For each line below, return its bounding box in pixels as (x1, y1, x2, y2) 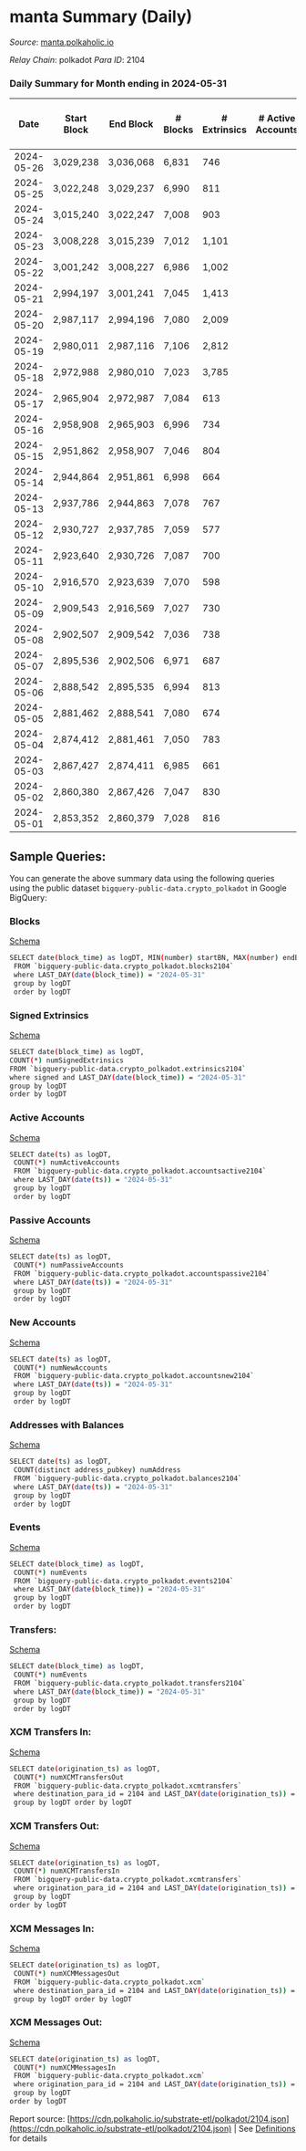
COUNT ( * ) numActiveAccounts (13, 1158, 120, 1167)
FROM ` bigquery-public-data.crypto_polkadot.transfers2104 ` (13, 1679, 247, 1688)
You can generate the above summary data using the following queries (9, 873, 275, 884)
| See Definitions (233, 2123, 296, 2134)
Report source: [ (9, 2113, 71, 2124)
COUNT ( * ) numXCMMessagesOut (13, 1968, 120, 1978)
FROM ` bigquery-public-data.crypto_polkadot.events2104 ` (13, 1576, 234, 1585)
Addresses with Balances (9, 1418, 125, 1431)
